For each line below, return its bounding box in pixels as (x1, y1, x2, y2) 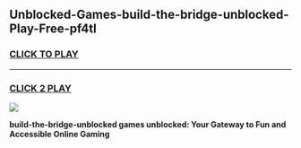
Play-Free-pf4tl (9, 22, 97, 37)
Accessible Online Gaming (9, 128, 110, 139)
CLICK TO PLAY (9, 48, 79, 61)
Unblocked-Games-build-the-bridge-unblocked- (9, 7, 289, 22)
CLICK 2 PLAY (9, 82, 72, 94)
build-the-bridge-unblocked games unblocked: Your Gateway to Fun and (9, 118, 287, 129)
